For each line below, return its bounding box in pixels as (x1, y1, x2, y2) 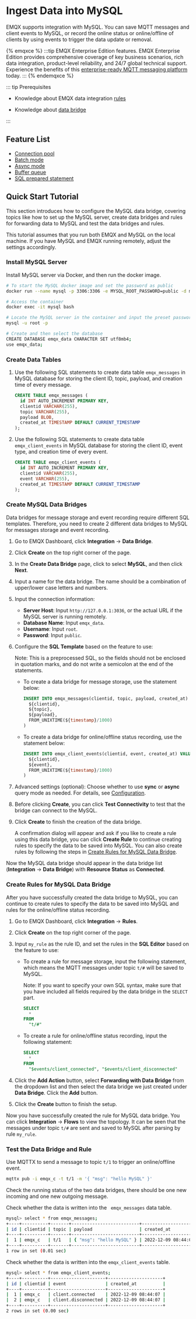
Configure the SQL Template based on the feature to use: (14, 643, 153, 650)
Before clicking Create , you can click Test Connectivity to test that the (14, 801, 185, 808)
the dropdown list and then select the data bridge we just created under (14, 1083, 188, 1090)
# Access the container (6, 298, 64, 305)
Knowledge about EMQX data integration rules (14, 95, 127, 102)
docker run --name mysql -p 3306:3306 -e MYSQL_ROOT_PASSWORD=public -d (6, 288, 187, 294)
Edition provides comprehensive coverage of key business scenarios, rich (6, 53, 184, 60)
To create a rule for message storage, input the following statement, (23, 958, 187, 965)
